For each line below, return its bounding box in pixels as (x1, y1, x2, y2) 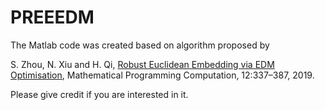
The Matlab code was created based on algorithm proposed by (10, 39, 270, 51)
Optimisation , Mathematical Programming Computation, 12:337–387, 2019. (10, 69, 315, 81)
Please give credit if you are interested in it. (10, 88, 189, 100)
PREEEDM (10, 6, 95, 29)
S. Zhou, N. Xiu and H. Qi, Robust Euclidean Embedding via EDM (10, 58, 275, 70)
